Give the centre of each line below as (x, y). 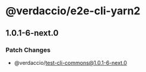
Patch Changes (28, 50)
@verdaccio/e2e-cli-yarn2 (73, 11)
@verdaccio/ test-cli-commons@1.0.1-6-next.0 (70, 62)
